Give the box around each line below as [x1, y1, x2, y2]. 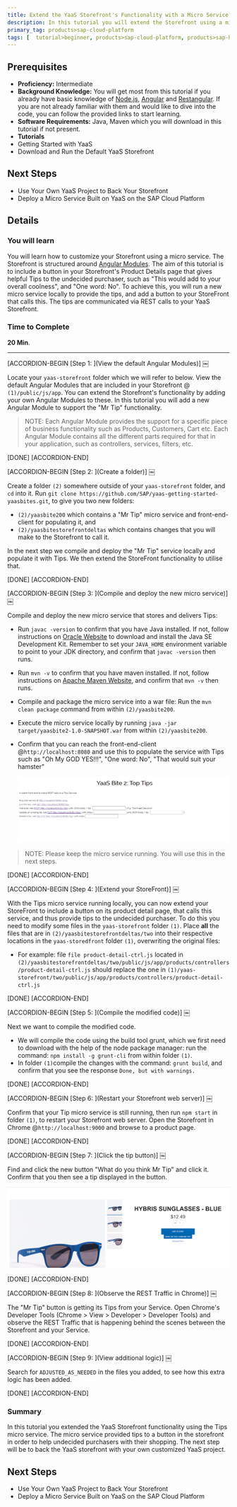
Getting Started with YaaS [17, 140, 93, 149]
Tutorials [17, 132, 44, 141]
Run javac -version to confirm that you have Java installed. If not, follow [17, 625, 229, 633]
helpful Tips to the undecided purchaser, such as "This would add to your [7, 275, 221, 283]
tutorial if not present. [17, 125, 81, 134]
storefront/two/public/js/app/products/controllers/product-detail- [17, 974, 224, 981]
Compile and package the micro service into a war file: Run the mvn [17, 697, 212, 705]
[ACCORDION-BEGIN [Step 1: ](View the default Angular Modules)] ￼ [7, 359, 209, 367]
